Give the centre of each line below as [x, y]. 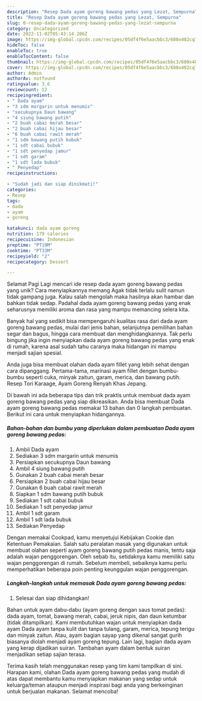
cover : [15, 67]
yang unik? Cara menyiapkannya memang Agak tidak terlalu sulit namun [96, 291]
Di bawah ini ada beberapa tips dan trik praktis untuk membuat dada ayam [99, 395]
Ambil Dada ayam [37, 449]
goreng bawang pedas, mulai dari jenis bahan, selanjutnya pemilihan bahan [100, 328]
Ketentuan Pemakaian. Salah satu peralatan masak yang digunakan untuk [97, 544]
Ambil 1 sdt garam [38, 513]
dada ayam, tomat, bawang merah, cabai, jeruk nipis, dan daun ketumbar [97, 616]
